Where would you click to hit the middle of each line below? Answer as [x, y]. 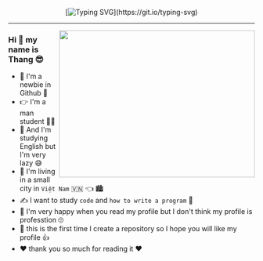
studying [34, 138]
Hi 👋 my [23, 39]
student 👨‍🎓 [37, 121]
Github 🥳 [34, 93]
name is [23, 49]
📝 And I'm [35, 130]
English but [38, 147]
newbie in [35, 85]
